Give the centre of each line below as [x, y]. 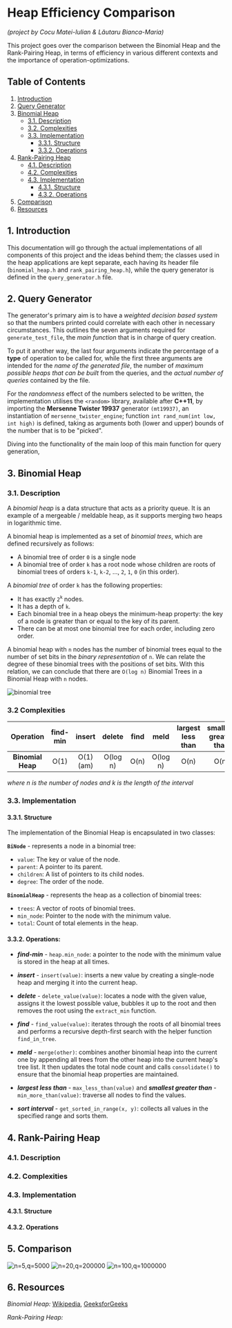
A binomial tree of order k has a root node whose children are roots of [116, 565]
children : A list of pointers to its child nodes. [81, 874]
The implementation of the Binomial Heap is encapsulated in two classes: [111, 832]
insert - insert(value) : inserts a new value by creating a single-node [116, 975]
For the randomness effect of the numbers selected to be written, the [106, 394]
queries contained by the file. [49, 381]
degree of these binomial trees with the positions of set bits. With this [106, 664]
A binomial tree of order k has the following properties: [85, 585]
